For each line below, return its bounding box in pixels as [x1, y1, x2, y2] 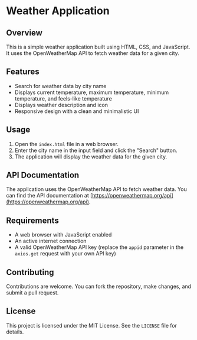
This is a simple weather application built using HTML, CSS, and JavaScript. [6, 43, 191, 50]
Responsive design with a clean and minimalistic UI [14, 108, 139, 115]
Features [6, 67, 40, 77]
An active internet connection [14, 238, 87, 245]
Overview [6, 28, 43, 38]
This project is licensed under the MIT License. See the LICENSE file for [6, 322, 177, 329]
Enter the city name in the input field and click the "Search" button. [14, 147, 178, 154]
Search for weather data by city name [14, 82, 107, 89]
